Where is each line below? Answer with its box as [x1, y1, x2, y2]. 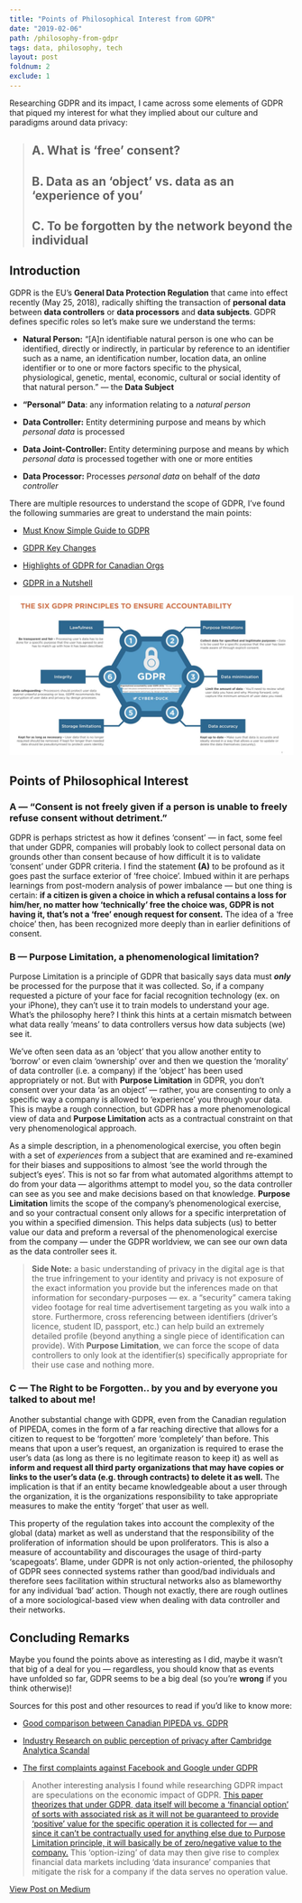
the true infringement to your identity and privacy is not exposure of [31, 1273, 284, 1284]
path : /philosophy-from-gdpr [9, 33, 119, 42]
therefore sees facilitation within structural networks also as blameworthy [9, 1575, 282, 1586]
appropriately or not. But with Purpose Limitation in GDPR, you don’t [9, 1075, 264, 1086]
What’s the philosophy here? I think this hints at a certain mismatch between [9, 1010, 292, 1021]
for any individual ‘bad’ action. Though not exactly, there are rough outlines [9, 1585, 288, 1596]
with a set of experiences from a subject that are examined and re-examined [9, 1150, 293, 1161]
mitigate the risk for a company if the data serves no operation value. [31, 1866, 288, 1878]
